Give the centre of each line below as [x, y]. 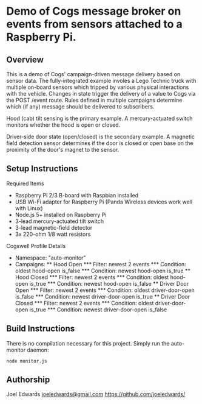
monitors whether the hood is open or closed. [63, 125]
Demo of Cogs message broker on [94, 11]
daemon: [38, 350]
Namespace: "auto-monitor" [50, 258]
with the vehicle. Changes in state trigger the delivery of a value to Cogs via [101, 94]
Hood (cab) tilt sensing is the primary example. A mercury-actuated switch [99, 118]
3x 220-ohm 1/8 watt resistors [53, 234]
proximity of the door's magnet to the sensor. [63, 150]
